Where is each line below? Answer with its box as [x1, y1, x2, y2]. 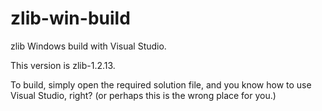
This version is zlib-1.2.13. [10, 59, 116, 71]
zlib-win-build [10, 7, 131, 30]
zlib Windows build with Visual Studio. [10, 40, 167, 52]
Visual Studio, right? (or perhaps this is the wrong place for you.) [10, 89, 277, 101]
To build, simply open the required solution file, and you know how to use [10, 78, 312, 91]
